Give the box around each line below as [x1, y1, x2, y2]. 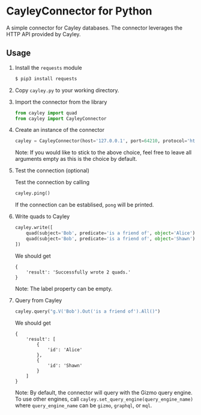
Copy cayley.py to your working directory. [14, 86, 119, 94]
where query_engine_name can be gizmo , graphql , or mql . [14, 402, 152, 409]
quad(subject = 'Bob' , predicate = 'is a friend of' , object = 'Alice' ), [26, 230, 198, 236]
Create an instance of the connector [14, 126, 105, 134]
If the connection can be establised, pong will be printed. [14, 201, 154, 208]
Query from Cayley [14, 296, 62, 304]
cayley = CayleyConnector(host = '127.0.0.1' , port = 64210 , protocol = [14, 138, 188, 144]
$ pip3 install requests [14, 75, 77, 82]
